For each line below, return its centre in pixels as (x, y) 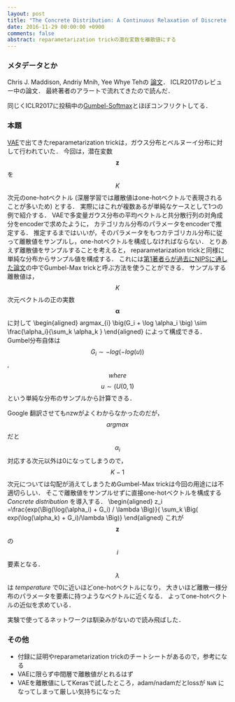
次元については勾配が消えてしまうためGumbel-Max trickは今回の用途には (113, 484)
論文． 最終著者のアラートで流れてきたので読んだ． (100, 91)
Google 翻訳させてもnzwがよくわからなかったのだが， (85, 413)
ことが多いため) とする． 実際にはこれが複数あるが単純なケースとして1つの (115, 206)
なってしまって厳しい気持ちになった (69, 691)
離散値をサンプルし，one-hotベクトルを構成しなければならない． (113, 241)
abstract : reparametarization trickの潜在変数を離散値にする (92, 40)
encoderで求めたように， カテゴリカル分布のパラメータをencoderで (117, 223)
